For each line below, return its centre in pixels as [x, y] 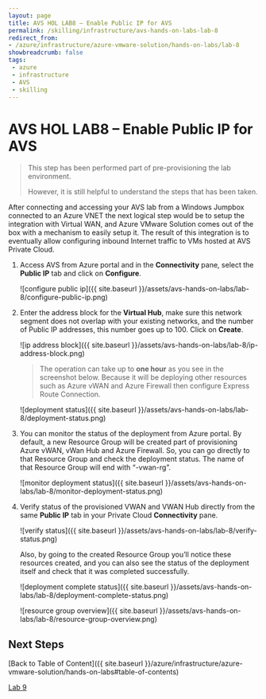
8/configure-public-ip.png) [64, 297]
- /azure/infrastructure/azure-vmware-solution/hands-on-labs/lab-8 [124, 45]
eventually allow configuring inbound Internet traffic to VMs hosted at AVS [130, 241]
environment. [49, 177]
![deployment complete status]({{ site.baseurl [94, 587]
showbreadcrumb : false [46, 53]
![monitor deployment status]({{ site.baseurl [92, 483]
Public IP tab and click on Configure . [80, 273]
